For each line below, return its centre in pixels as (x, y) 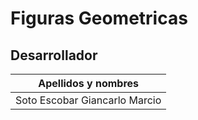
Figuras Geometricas (99, 18)
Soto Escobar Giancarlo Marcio (88, 100)
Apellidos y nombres (88, 83)
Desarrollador (54, 55)
